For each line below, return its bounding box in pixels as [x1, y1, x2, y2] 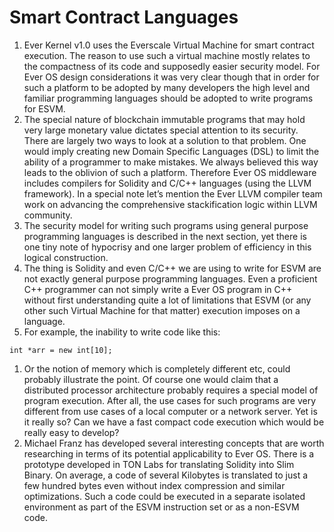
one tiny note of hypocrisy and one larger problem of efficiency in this [23, 241, 312, 253]
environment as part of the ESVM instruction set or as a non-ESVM [23, 501, 300, 513]
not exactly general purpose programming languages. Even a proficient [23, 272, 318, 285]
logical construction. [23, 251, 109, 263]
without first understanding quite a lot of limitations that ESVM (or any [23, 294, 312, 306]
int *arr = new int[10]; [9, 345, 113, 355]
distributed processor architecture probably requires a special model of [23, 384, 319, 396]
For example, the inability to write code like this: [23, 326, 221, 338]
